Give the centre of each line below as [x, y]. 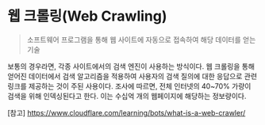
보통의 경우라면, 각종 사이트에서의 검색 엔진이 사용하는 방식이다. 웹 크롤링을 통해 [131, 66]
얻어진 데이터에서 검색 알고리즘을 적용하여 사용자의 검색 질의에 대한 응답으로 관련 [132, 76]
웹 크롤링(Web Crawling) [87, 16]
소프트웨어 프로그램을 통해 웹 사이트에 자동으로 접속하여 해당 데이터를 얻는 [141, 40]
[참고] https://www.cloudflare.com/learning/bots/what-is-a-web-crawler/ [127, 112]
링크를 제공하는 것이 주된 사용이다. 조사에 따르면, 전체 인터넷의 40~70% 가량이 [129, 86]
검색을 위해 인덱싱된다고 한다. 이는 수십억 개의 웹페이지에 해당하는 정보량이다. [127, 96]
